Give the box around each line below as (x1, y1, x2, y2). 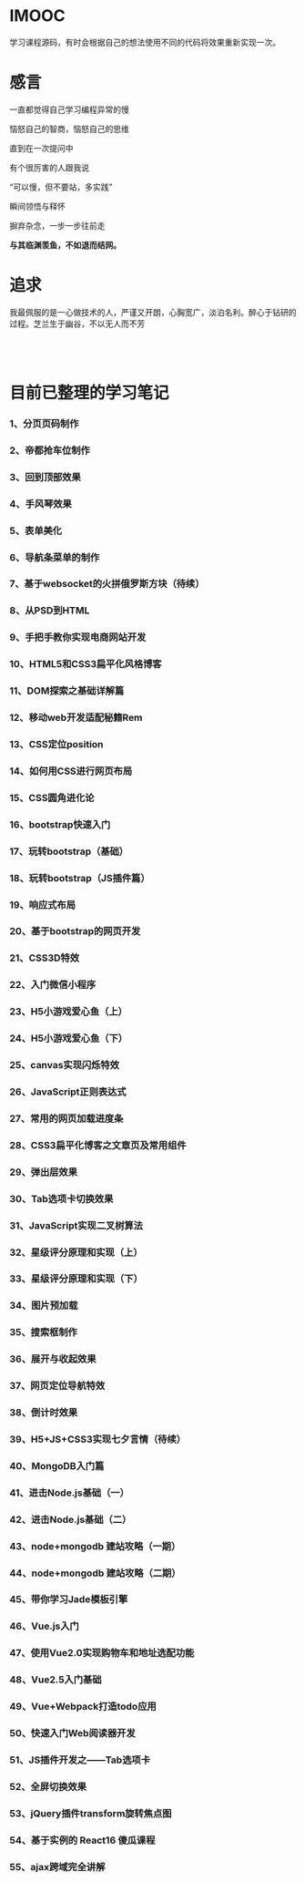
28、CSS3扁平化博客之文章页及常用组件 (9, 1138, 187, 1151)
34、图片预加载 (9, 1300, 78, 1312)
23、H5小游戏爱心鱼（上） (9, 1005, 127, 1018)
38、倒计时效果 (9, 1406, 78, 1419)
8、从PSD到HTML (9, 604, 90, 617)
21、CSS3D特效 (9, 951, 80, 964)
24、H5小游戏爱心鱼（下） (9, 1032, 128, 1044)
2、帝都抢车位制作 (9, 444, 91, 457)
